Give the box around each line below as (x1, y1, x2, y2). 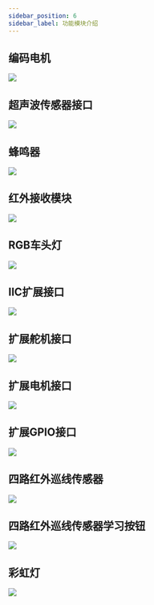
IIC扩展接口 (8, 285, 65, 298)
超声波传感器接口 (8, 98, 93, 111)
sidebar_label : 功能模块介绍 (8, 19, 99, 27)
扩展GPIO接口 (8, 425, 77, 440)
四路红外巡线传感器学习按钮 (8, 519, 146, 533)
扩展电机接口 (8, 378, 72, 392)
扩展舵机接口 (8, 332, 72, 345)
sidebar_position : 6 (8, 11, 78, 20)
